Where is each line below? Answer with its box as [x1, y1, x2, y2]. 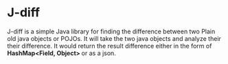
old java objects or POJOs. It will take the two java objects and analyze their [7, 34, 222, 42]
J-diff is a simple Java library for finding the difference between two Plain [7, 27, 216, 35]
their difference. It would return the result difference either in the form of [7, 42, 212, 50]
